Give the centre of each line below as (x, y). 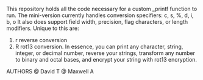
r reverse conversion (41, 40)
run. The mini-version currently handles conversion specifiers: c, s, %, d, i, (100, 15)
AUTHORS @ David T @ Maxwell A (50, 71)
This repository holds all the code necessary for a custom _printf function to (102, 9)
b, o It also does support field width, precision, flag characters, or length (97, 22)
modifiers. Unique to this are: (43, 28)
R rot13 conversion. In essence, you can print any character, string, (99, 46)
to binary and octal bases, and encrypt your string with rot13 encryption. (106, 60)
